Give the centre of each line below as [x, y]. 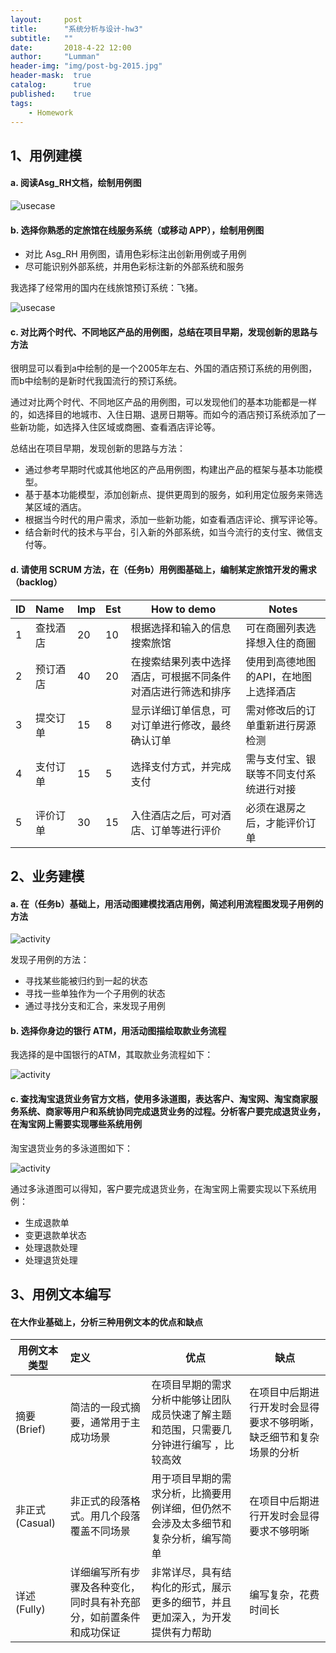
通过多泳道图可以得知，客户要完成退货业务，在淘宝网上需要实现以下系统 [159, 1188]
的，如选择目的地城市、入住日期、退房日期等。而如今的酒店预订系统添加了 [163, 415]
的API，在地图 [279, 676]
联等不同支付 [276, 774]
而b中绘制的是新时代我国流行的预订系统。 [96, 381]
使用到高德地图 [281, 661]
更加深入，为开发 [191, 1618]
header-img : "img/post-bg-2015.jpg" [86, 66]
